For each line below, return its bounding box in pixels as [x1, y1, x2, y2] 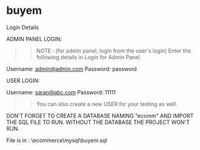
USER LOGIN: [6, 77, 40, 84]
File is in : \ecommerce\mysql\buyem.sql [6, 137, 107, 144]
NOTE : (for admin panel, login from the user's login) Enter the [36, 47, 191, 54]
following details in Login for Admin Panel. [36, 53, 141, 60]
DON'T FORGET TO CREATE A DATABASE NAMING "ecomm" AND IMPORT [6, 112, 194, 119]
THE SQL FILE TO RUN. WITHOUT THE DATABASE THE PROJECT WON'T [6, 119, 190, 126]
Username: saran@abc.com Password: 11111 [6, 88, 116, 96]
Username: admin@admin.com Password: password [6, 65, 138, 73]
